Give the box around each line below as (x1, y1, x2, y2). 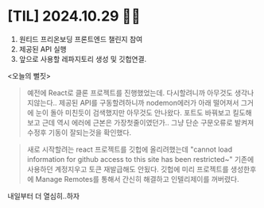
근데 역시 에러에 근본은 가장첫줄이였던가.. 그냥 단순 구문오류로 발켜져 (41, 117, 254, 127)
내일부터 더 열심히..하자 (7, 191, 80, 201)
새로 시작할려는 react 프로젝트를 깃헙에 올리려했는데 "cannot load (26, 144, 233, 154)
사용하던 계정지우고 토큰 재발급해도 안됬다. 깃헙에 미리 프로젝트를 (26, 164, 229, 174)
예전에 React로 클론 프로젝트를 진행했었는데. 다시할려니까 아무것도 (26, 87, 233, 98)
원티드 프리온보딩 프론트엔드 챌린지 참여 (18, 34, 143, 44)
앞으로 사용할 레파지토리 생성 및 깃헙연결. (18, 54, 147, 64)
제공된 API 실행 (18, 44, 67, 54)
